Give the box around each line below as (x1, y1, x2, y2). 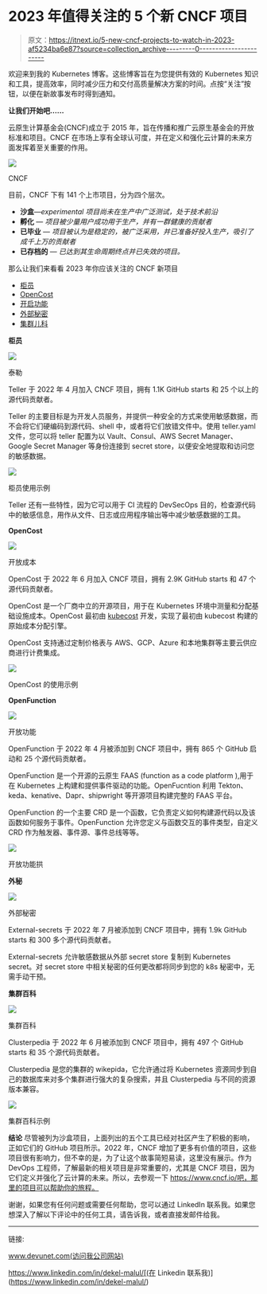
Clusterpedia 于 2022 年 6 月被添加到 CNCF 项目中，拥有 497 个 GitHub (8, 1037, 244, 1047)
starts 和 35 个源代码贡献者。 (8, 1047, 104, 1057)
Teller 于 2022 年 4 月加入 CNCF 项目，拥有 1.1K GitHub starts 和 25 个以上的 (8, 384, 259, 394)
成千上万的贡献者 (19, 237, 76, 246)
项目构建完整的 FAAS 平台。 (145, 790, 237, 800)
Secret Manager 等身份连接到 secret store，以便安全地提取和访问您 (33, 441, 255, 451)
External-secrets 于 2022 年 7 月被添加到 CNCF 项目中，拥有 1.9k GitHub (8, 925, 247, 934)
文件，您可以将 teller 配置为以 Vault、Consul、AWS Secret (8, 431, 200, 440)
